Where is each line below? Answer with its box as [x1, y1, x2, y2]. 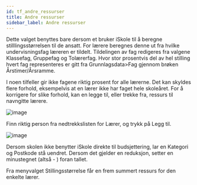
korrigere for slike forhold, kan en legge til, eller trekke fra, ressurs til [6, 91, 173, 98]
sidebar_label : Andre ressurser [6, 20, 86, 25]
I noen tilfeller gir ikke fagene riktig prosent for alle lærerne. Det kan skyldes [6, 79, 191, 86]
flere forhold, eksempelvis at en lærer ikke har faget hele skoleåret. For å [6, 85, 183, 92]
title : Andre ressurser [6, 14, 65, 20]
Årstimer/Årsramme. [6, 67, 56, 74]
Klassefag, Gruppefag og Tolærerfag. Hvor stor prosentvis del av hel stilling [6, 54, 190, 62]
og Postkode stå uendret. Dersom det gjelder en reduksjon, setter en [6, 150, 173, 157]
